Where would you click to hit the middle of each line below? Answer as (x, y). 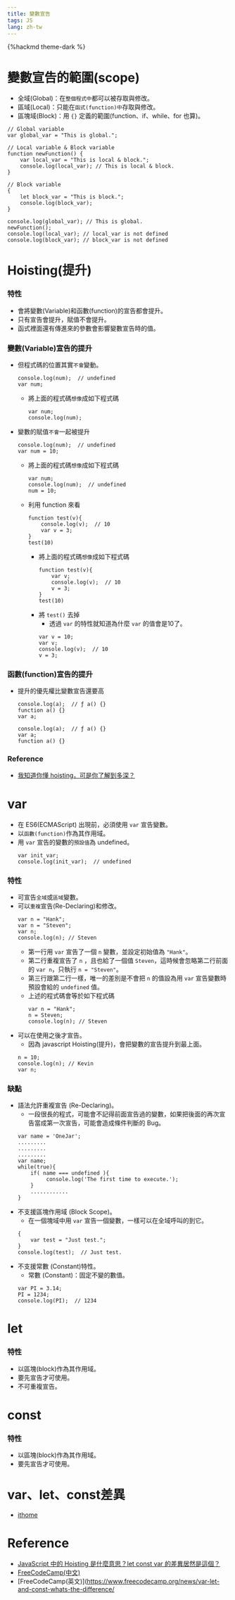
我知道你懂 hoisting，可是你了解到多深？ (76, 775)
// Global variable (36, 130)
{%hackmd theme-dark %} (46, 47)
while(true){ (37, 1167)
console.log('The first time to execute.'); (112, 1180)
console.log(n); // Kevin (55, 1064)
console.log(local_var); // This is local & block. (97, 166)
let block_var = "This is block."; (72, 197)
